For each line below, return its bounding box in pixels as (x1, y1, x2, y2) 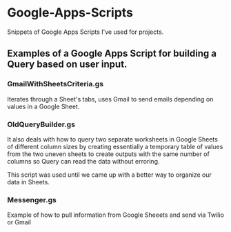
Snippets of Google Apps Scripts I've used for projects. (7, 28, 164, 36)
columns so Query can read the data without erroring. (7, 157, 160, 165)
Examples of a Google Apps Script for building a (7, 48, 217, 59)
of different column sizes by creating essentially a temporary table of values (7, 142, 223, 151)
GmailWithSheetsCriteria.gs (7, 79, 104, 89)
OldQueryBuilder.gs (7, 119, 76, 129)
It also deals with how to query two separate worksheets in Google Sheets (7, 135, 219, 143)
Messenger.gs (7, 195, 57, 204)
